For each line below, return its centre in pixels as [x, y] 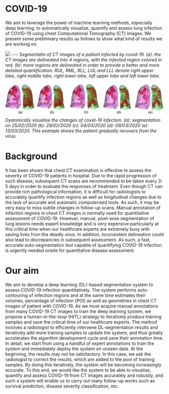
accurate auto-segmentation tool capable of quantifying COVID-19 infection [84, 245]
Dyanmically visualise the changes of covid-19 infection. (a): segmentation [83, 120]
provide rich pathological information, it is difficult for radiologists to [75, 191]
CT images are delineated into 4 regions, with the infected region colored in [84, 60]
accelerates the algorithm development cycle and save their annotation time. [84, 338]
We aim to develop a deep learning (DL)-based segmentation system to [79, 284]
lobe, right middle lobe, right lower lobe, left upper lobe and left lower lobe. [83, 75]
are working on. [21, 44]
